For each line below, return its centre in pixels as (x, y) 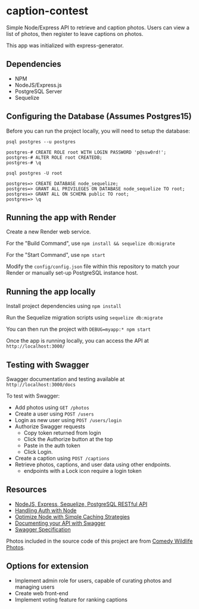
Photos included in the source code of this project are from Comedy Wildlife (99, 541)
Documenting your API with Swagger (60, 523)
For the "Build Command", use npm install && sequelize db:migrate (91, 244)
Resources (27, 490)
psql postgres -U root (34, 173)
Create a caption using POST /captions (62, 458)
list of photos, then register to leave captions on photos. (75, 33)
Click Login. (38, 452)
